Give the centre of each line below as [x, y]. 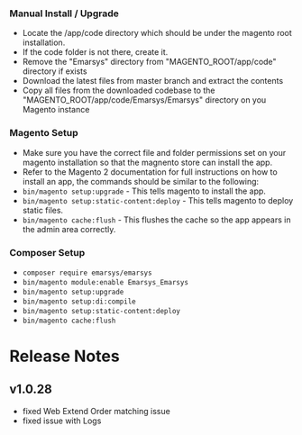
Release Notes [64, 356]
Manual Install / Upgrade [64, 14]
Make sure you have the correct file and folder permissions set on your [154, 152]
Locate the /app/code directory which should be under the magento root [157, 33]
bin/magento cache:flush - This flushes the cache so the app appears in [156, 220]
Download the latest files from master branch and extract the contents [153, 81]
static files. [43, 210]
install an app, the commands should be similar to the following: [141, 181]
